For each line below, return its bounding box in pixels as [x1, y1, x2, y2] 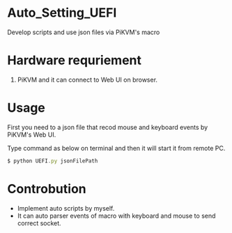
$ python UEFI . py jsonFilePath [7, 157, 98, 165]
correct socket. [17, 218, 61, 227]
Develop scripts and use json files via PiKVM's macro [7, 28, 160, 36]
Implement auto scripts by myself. [17, 204, 115, 212]
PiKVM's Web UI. [7, 130, 56, 139]
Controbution [7, 181, 86, 197]
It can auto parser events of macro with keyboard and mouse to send [17, 211, 216, 220]
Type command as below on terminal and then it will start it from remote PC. [7, 144, 226, 152]
